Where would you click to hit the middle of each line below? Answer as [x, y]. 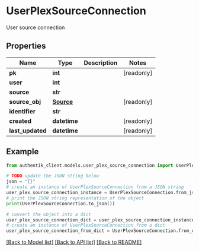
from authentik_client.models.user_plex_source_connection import [90, 165]
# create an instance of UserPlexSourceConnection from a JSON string [95, 187]
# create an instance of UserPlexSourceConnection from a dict [86, 225]
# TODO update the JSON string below [53, 176]
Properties [26, 46]
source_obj [25, 101]
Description [101, 62]
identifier [22, 111]
